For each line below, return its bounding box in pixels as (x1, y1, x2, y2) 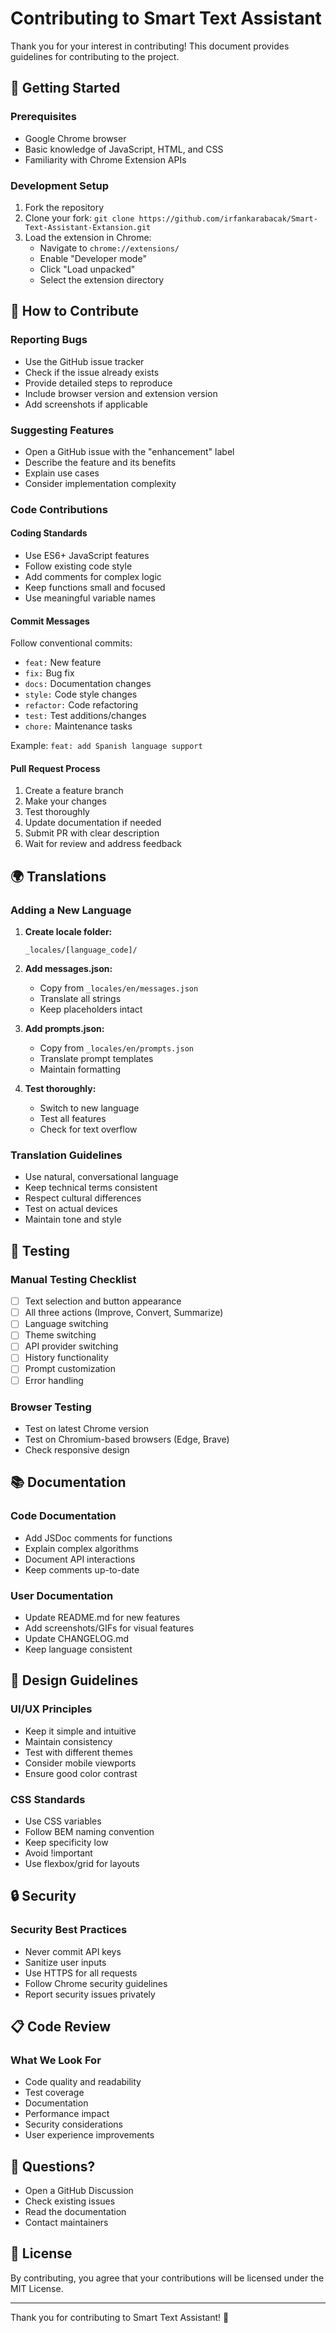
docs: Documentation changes (24, 678, 152, 690)
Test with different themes (24, 1746, 133, 1758)
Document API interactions (24, 1553, 136, 1565)
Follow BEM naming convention (24, 1825, 155, 1837)
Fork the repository (24, 201, 105, 213)
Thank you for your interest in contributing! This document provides (10, 40, 290, 52)
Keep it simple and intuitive (24, 1725, 137, 1737)
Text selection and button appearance (24, 1295, 182, 1307)
